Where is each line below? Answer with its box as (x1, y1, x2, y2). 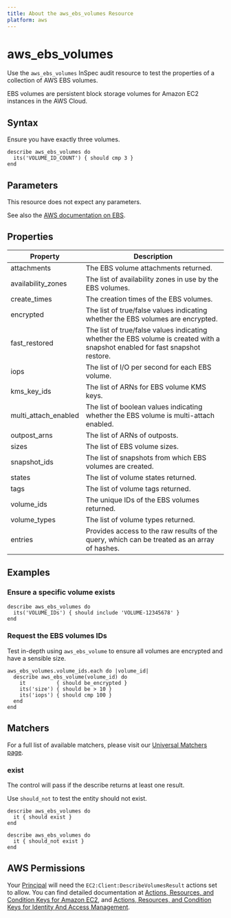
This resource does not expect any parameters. (7, 198, 142, 206)
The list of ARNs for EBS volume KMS (85, 382, 206, 392)
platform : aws (7, 17, 48, 23)
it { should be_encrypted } (19, 679, 128, 686)
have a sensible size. (7, 654, 67, 662)
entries (10, 535, 33, 544)
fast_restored (10, 338, 54, 348)
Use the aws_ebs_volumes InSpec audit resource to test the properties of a (7, 69, 215, 77)
